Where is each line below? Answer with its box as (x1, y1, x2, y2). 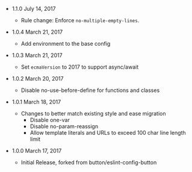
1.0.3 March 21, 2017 (11, 52, 63, 59)
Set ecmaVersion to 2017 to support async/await (20, 63, 139, 70)
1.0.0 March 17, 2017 (11, 147, 62, 154)
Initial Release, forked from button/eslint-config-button (20, 159, 157, 166)
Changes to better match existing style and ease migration (20, 110, 166, 117)
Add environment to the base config (20, 40, 111, 47)
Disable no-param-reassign (29, 123, 98, 130)
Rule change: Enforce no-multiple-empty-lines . (20, 17, 140, 23)
